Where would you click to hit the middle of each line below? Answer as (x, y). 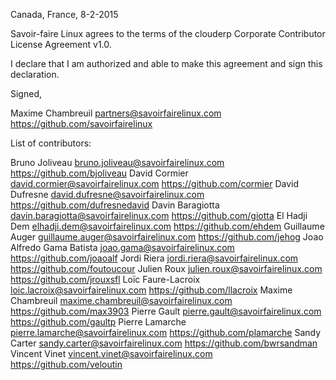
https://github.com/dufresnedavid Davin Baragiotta (115, 205)
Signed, (26, 93)
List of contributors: (51, 143)
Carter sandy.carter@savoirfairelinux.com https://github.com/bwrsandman (164, 343)
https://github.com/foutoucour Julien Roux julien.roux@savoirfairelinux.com (166, 268)
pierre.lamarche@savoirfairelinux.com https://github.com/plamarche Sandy (166, 332)
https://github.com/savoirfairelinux (81, 123)
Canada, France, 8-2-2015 (64, 14)
